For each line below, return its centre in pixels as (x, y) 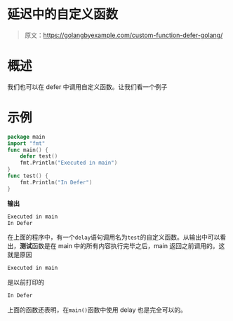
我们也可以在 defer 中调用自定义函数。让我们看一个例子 (87, 87)
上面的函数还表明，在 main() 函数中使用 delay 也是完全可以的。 (97, 310)
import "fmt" (26, 143)
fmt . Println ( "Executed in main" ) (69, 163)
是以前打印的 (26, 282)
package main (26, 137)
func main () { (28, 150)
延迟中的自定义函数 (63, 14)
